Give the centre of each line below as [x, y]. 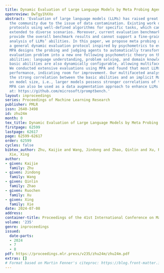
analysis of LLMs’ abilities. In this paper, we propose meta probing [83, 41]
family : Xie [22, 204]
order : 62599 [18, 141]
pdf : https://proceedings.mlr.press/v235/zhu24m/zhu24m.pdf [68, 254]
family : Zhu [22, 168]
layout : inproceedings [28, 95]
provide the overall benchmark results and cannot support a [73, 37]
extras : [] [16, 258]
